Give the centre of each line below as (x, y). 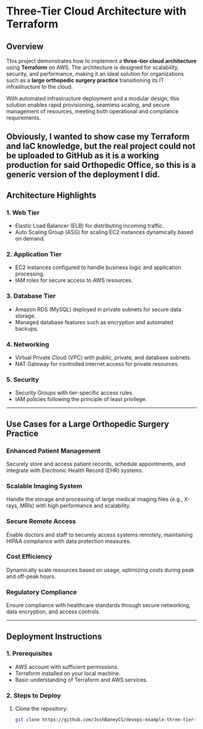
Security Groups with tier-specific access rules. (74, 393)
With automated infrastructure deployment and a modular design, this (93, 98)
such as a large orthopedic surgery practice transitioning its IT (85, 80)
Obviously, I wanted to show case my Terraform (98, 137)
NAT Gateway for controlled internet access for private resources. (97, 364)
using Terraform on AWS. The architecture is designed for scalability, (93, 67)
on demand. (30, 239)
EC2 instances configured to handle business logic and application (98, 267)
